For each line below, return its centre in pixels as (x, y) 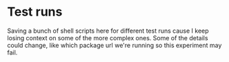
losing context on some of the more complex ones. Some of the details (108, 37)
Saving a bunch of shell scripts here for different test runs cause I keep (108, 31)
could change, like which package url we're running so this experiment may (114, 45)
